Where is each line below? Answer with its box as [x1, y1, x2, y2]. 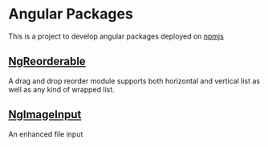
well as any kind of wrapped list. [8, 84, 115, 94]
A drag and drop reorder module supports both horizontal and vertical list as [8, 76, 261, 85]
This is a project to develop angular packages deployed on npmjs [8, 31, 225, 41]
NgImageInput [8, 108, 82, 121]
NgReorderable [8, 55, 86, 68]
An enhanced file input [8, 129, 83, 139]
